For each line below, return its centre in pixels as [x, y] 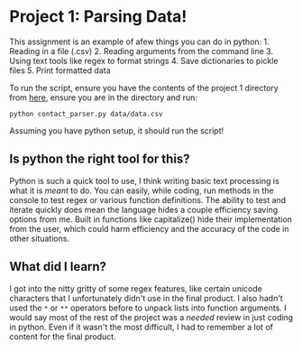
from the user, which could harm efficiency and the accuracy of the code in [150, 228]
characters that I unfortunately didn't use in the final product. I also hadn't [146, 298]
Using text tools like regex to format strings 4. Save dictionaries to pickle [144, 60]
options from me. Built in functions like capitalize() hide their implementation [151, 219]
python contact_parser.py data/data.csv [87, 114]
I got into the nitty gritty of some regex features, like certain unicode [136, 288]
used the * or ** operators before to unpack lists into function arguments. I [148, 308]
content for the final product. [63, 337]
